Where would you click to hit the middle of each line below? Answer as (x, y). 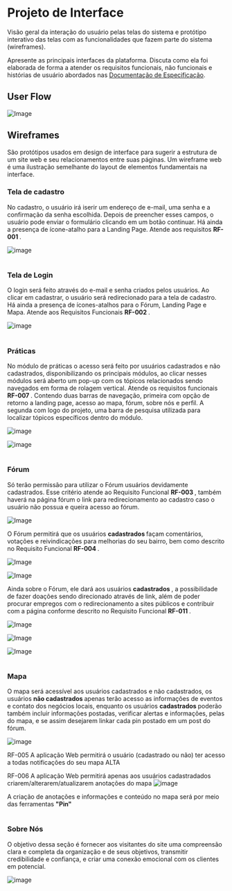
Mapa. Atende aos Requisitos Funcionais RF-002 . (79, 312)
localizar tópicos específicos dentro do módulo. (75, 417)
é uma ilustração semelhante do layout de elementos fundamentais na (107, 167)
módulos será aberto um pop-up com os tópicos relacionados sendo (105, 380)
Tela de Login (30, 275)
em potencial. (27, 866)
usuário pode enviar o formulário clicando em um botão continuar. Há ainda (115, 222)
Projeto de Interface (65, 13)
